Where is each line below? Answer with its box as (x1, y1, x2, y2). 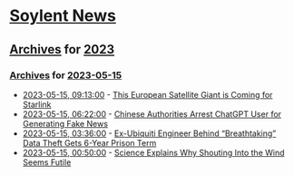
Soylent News (9, 5, 116, 26)
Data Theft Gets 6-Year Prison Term (22, 137, 157, 148)
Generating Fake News (22, 118, 109, 129)
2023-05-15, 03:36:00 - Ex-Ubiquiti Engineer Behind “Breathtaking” (22, 128, 277, 139)
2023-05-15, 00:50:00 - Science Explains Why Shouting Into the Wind (22, 147, 285, 158)
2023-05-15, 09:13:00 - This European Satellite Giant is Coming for (22, 89, 273, 100)
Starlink (22, 99, 52, 110)
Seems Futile (22, 156, 72, 168)
